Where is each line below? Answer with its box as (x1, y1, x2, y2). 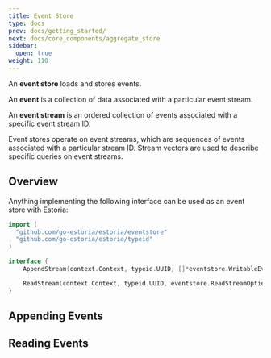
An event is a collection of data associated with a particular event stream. (8, 94, 253, 104)
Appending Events (8, 310, 103, 323)
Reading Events (8, 336, 89, 351)
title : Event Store (8, 11, 74, 20)
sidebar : (8, 42, 38, 50)
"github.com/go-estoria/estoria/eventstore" (15, 227, 168, 236)
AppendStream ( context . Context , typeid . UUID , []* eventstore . (23, 265, 229, 273)
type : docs (8, 19, 45, 27)
